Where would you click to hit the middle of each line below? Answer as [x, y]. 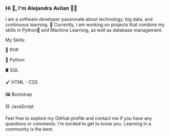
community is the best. [29, 129]
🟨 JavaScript [20, 106]
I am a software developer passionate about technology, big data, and [79, 19]
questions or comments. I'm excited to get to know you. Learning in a [78, 124]
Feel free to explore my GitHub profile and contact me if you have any [79, 118]
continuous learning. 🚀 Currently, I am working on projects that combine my [85, 25]
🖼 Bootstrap [19, 95]
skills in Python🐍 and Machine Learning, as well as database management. [84, 30]
